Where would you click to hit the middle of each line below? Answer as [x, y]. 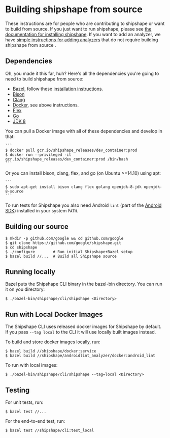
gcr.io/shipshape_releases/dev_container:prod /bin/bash [67, 159]
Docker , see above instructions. [46, 105]
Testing [18, 390]
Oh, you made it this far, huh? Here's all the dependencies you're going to [82, 73]
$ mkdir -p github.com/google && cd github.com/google [64, 238]
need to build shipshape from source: [44, 79]
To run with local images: [31, 365]
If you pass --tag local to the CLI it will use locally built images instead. [81, 332]
